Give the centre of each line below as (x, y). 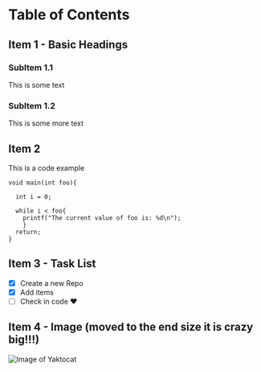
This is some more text (46, 123)
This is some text (37, 85)
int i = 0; (34, 196)
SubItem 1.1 (31, 68)
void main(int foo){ (43, 183)
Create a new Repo (52, 283)
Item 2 (24, 149)
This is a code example (47, 167)
